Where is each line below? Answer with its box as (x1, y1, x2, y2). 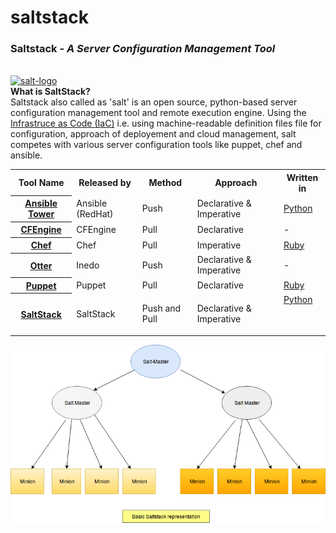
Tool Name (18, 177, 65, 189)
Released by (78, 177, 132, 189)
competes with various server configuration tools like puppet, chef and (10, 139, 303, 151)
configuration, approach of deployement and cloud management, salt (10, 128, 297, 140)
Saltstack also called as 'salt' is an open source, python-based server (10, 96, 298, 108)
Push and (141, 302, 182, 315)
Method (148, 177, 183, 189)
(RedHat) (76, 207, 114, 220)
